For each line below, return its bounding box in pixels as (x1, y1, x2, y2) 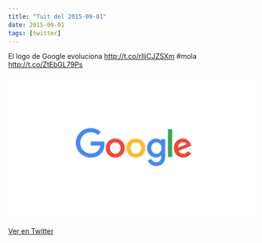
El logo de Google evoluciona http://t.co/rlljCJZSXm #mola (8, 52, 198, 61)
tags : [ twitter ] (8, 29, 61, 37)
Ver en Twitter (8, 226, 54, 235)
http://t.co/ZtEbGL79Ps (8, 60, 83, 70)
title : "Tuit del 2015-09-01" (8, 13, 107, 20)
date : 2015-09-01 (8, 20, 65, 29)
